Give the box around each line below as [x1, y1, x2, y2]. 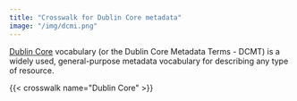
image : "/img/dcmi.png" [9, 21, 98, 30]
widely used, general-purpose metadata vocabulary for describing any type [9, 55, 289, 66]
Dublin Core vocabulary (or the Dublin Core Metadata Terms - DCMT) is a [9, 46, 280, 56]
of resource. [9, 64, 55, 76]
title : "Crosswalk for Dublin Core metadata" [9, 13, 182, 22]
